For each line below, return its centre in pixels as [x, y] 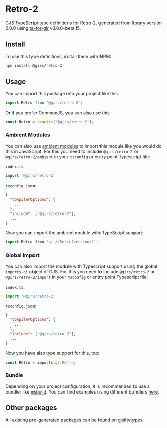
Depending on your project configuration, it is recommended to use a [77, 386]
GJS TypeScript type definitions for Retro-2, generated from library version [84, 23]
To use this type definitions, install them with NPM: [58, 56]
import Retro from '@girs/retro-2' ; [44, 103]
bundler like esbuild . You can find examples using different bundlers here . [82, 391]
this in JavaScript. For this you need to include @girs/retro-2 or [72, 151]
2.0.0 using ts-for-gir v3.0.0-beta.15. [43, 28]
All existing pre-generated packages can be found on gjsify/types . [74, 420]
